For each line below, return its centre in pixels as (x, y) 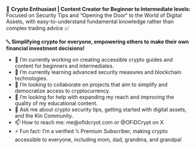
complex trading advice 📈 (38, 28)
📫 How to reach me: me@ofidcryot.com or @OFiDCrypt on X (89, 122)
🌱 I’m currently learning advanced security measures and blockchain (98, 72)
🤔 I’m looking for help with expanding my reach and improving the (94, 97)
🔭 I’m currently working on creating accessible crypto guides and (94, 60)
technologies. (31, 78)
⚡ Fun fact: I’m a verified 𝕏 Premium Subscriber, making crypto (91, 131)
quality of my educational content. (56, 103)
